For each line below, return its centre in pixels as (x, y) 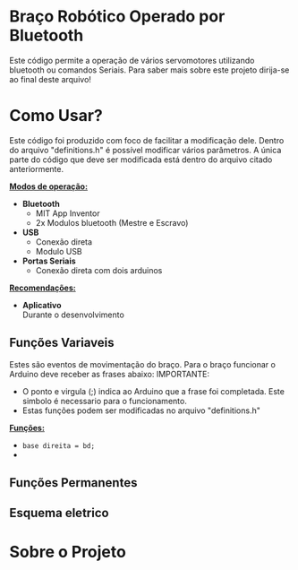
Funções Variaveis (62, 343)
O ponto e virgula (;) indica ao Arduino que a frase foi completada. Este (153, 391)
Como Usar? (56, 116)
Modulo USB (59, 251)
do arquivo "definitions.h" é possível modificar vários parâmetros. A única (145, 150)
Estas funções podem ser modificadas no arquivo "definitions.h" (141, 410)
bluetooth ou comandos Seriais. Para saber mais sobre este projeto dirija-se (149, 70)
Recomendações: (43, 288)
